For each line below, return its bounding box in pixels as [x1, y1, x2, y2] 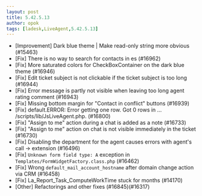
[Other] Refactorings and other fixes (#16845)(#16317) [14, 183, 150, 191]
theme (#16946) [14, 68, 55, 75]
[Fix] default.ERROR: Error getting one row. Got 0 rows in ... [14, 106, 162, 113]
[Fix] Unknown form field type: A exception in [14, 151, 130, 159]
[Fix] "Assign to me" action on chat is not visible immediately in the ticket [14, 125, 196, 133]
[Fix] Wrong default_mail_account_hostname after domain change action [14, 164, 194, 171]
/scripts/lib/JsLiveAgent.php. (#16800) [14, 113, 111, 120]
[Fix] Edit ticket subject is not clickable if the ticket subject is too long [14, 74, 188, 81]
